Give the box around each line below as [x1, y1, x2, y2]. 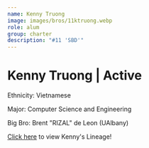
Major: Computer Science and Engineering [7, 105, 132, 114]
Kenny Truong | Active [7, 68, 143, 84]
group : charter [7, 30, 53, 38]
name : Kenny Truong [7, 10, 65, 18]
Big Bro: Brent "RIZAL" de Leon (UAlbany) [7, 119, 129, 127]
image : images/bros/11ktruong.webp [7, 17, 113, 24]
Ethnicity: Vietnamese [7, 91, 71, 100]
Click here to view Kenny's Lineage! [7, 132, 112, 141]
